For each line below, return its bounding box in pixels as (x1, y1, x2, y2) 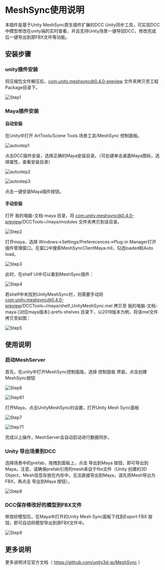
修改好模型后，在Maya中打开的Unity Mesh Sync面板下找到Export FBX (5, 514, 147, 520)
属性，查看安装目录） (9, 159, 53, 164)
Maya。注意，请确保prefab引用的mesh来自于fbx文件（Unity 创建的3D (5, 466, 147, 472)
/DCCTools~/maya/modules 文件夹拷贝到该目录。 (21, 218, 122, 225)
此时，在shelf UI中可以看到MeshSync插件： (5, 271, 95, 277)
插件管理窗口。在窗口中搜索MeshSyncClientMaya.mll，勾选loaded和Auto (5, 245, 154, 251)
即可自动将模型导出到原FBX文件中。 (13, 520, 87, 526)
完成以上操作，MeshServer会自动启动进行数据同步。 (5, 434, 112, 440)
